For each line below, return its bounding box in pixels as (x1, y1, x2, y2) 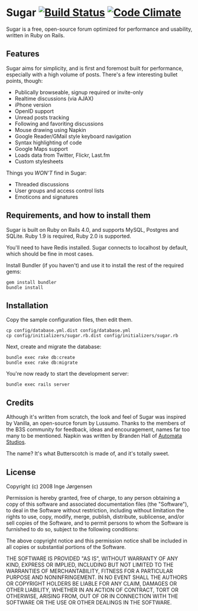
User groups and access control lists (14, 187, 105, 194)
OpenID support (14, 107, 54, 115)
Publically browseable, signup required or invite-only (14, 89, 144, 96)
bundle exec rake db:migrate (6, 360, 78, 366)
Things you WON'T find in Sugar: (6, 169, 87, 176)
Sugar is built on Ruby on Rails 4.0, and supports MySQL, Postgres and (6, 226, 179, 233)
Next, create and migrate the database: (6, 343, 102, 350)
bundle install (6, 285, 44, 290)
